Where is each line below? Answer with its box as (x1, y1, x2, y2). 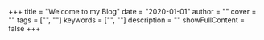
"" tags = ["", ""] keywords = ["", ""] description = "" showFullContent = (8, 15, 245, 25)
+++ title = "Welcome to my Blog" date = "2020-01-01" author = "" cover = (8, 7, 257, 16)
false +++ (8, 24, 41, 33)
